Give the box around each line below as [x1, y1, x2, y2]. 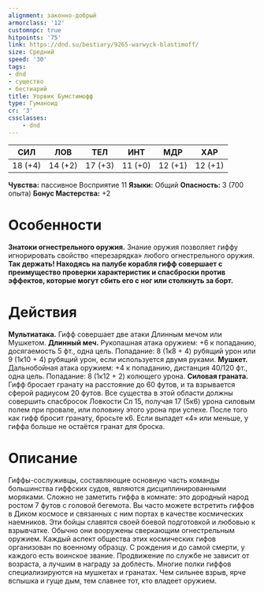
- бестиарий [8, 84, 47, 93]
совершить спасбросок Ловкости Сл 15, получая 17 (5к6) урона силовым [8, 396, 255, 406]
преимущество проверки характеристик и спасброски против [8, 267, 226, 277]
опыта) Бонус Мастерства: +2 [8, 188, 111, 198]
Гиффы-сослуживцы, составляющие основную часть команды [8, 475, 220, 485]
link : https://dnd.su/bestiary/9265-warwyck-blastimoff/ [8, 41, 199, 49]
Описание [8, 449, 78, 467]
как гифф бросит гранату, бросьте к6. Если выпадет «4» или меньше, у [8, 413, 249, 423]
